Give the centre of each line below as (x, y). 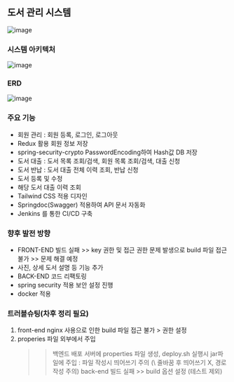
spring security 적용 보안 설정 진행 (65, 285)
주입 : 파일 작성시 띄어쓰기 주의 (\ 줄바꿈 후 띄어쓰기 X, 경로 (146, 362)
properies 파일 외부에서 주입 (56, 339)
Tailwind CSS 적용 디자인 (52, 196)
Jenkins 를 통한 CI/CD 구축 (55, 213)
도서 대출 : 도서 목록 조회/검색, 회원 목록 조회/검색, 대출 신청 (99, 161)
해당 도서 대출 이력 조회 (49, 187)
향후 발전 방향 (29, 233)
